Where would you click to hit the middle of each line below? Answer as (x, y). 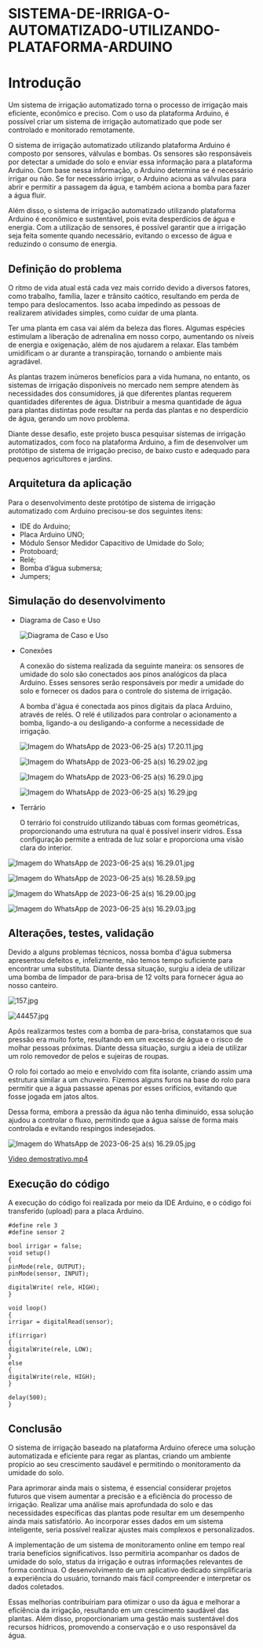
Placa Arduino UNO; (52, 534)
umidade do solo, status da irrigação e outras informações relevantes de (126, 1561)
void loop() (27, 1308)
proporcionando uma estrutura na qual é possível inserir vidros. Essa (131, 831)
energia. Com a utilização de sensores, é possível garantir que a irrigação (127, 227)
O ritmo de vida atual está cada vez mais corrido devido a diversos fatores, (130, 287)
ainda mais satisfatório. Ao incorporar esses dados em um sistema (116, 1521)
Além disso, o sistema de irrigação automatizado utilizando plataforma (122, 211)
